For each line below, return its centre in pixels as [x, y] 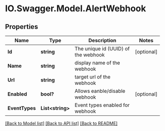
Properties [22, 27]
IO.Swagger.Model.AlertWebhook [76, 9]
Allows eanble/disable [100, 91]
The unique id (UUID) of [102, 49]
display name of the [97, 63]
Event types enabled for [102, 105]
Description [102, 40]
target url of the [92, 77]
